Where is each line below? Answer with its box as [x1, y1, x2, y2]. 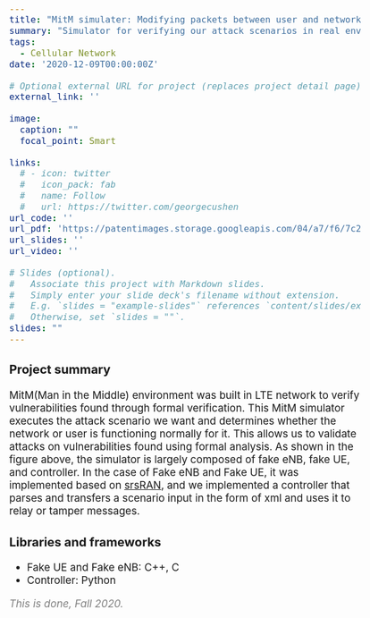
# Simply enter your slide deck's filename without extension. [9, 289, 341, 301]
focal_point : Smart [20, 135, 117, 147]
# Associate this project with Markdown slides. [9, 278, 265, 290]
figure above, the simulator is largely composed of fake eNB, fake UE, [9, 453, 350, 466]
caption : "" [20, 123, 80, 135]
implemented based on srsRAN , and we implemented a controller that [9, 478, 350, 492]
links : [9, 157, 42, 168]
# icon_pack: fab [20, 179, 117, 190]
